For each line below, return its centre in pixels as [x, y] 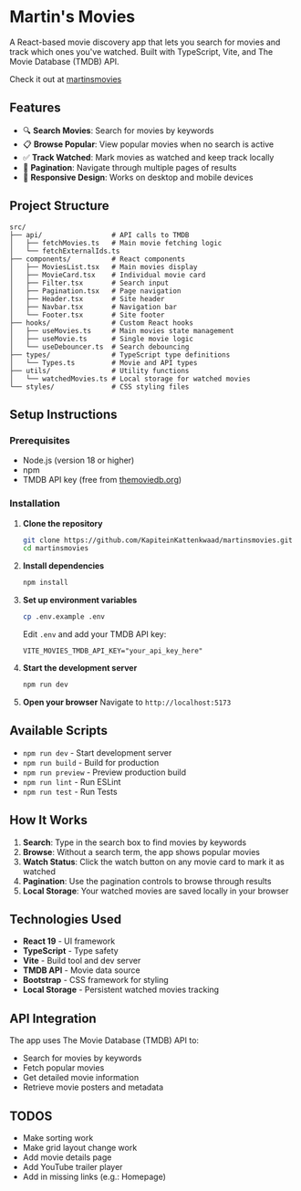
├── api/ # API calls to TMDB [99, 235]
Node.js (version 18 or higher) [78, 460]
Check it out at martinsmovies [66, 78]
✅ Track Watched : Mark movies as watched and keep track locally [148, 157]
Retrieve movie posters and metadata [93, 1087]
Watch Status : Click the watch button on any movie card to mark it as [153, 862]
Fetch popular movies [63, 1068]
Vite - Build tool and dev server [82, 961]
